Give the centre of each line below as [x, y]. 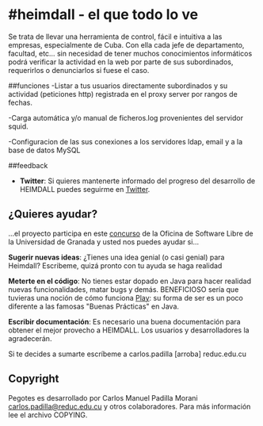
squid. [19, 126]
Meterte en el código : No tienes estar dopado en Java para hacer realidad [130, 281]
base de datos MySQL [44, 150]
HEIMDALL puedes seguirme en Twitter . [85, 189]
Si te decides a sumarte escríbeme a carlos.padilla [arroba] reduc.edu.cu [128, 354]
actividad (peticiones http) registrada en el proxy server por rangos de [123, 94]
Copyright [34, 379]
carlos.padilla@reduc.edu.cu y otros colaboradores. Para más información [130, 406]
